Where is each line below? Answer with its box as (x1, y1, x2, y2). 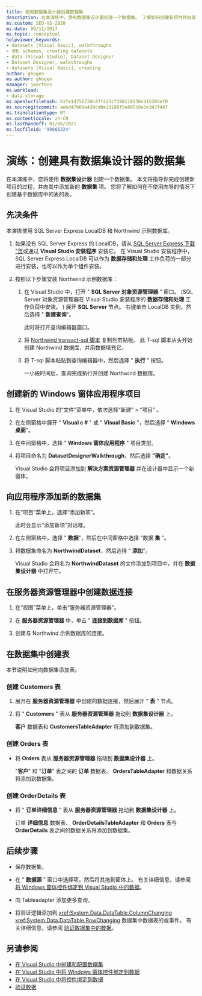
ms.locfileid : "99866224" (6, 127, 71, 133)
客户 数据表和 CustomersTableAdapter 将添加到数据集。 (14, 723, 156, 730)
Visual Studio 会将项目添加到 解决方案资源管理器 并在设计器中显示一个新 (14, 465, 194, 472)
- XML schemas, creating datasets (6, 48, 93, 54)
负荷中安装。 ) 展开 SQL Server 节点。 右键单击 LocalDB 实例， (29, 303, 186, 310)
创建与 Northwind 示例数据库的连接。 (14, 629, 108, 637)
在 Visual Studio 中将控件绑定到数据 (14, 976, 103, 983)
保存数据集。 (14, 863, 47, 870)
